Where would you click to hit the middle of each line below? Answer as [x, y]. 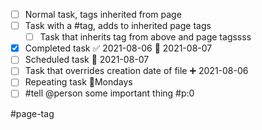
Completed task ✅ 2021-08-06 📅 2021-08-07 [118, 48]
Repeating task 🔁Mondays [78, 82]
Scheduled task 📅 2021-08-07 [87, 60]
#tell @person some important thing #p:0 [109, 93]
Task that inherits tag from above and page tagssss [145, 37]
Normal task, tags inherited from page [103, 14]
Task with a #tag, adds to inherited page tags [118, 26]
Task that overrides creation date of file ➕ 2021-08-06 [136, 71]
